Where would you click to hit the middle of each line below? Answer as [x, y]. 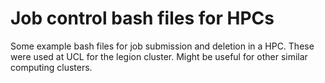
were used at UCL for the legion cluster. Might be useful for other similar [159, 56]
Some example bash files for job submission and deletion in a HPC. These [162, 46]
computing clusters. [51, 67]
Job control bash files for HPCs [142, 18]
